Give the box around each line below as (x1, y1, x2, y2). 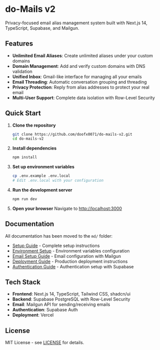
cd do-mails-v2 (12, 136, 44, 142)
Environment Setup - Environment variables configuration (12, 248, 130, 253)
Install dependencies (12, 145, 57, 151)
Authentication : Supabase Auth (12, 307, 78, 313)
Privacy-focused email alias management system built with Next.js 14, (5, 20, 148, 26)
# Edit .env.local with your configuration (12, 178, 104, 183)
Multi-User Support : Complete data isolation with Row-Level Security (12, 95, 155, 100)
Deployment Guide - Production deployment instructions (12, 258, 128, 264)
